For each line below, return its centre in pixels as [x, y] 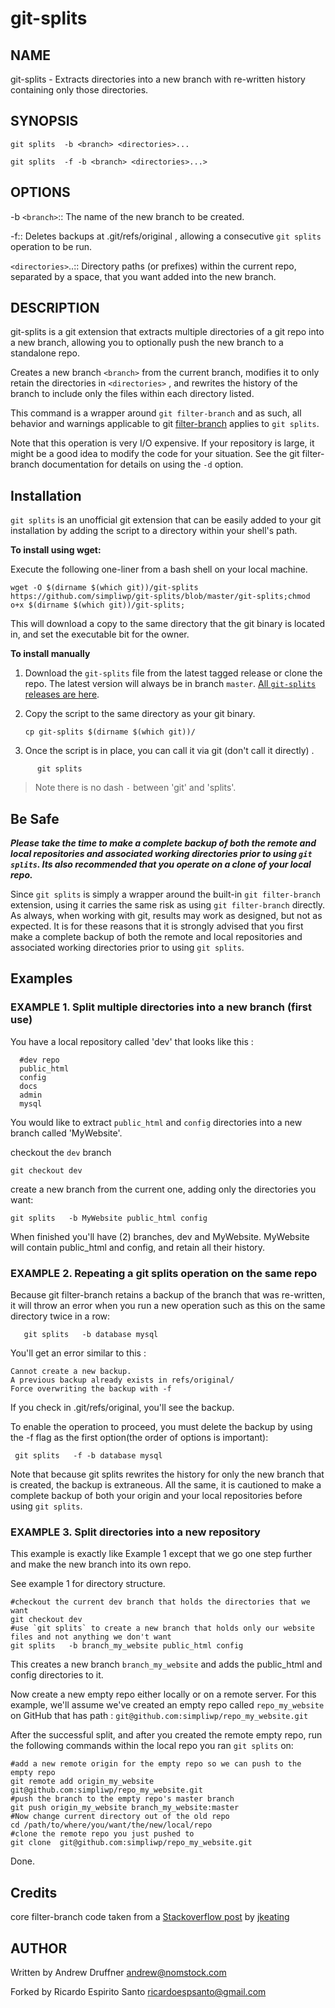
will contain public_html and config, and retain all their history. [138, 1247]
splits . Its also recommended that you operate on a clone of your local [161, 864]
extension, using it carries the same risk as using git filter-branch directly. [168, 905]
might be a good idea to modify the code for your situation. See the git [155, 454]
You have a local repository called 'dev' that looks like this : [132, 1041]
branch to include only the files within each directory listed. [132, 394]
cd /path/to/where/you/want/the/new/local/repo [111, 1825]
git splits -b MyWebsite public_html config [109, 1218]
